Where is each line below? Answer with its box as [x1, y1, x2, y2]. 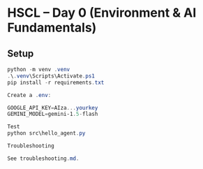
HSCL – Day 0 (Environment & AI [7, 5, 197, 21]
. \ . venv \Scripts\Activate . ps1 [7, 72, 96, 80]
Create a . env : [7, 91, 52, 98]
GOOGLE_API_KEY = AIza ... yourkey [7, 104, 98, 111]
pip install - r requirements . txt [7, 79, 105, 86]
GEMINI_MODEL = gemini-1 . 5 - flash [7, 110, 98, 118]
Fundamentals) [7, 20, 97, 36]
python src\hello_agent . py [7, 130, 86, 137]
